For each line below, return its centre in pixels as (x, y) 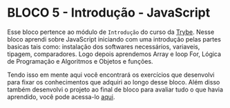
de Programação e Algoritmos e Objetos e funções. (80, 61)
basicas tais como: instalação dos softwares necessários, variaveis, (104, 46)
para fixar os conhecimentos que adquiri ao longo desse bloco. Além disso (114, 82)
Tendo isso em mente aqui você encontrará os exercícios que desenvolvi (111, 75)
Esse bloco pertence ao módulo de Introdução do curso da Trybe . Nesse (111, 32)
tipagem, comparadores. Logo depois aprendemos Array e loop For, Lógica (114, 54)
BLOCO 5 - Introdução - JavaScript (109, 13)
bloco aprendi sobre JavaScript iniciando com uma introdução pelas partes (114, 39)
